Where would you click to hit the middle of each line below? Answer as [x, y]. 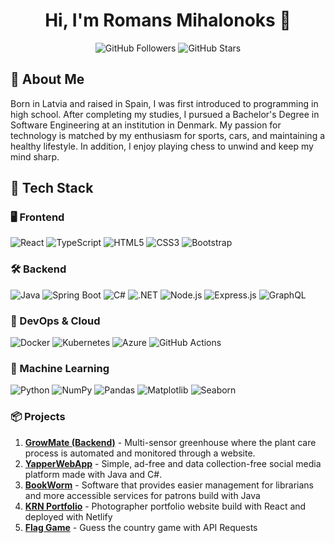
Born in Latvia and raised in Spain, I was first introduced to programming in [164, 103]
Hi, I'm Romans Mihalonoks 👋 [168, 20]
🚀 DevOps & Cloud [55, 321]
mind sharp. [35, 156]
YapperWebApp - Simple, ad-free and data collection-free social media [173, 463]
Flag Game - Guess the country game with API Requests [141, 527]
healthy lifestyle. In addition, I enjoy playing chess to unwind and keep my [162, 146]
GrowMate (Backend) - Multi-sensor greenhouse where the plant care [170, 442]
